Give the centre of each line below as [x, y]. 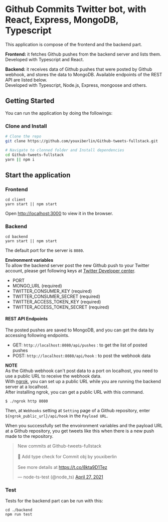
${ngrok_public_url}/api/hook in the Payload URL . [57, 416]
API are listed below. [26, 80]
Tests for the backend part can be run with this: [54, 500]
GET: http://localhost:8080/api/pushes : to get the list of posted [80, 345]
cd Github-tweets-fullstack [35, 155]
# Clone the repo [23, 136]
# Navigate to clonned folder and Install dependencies [65, 150]
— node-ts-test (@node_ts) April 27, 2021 [60, 477]
